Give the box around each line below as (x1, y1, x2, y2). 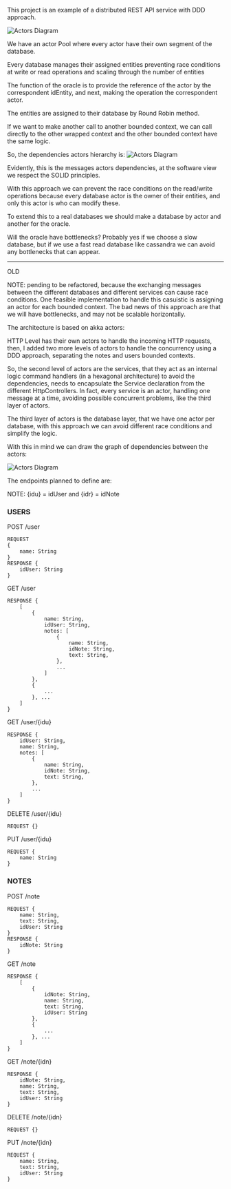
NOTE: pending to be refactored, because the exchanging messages (7, 281, 201, 288)
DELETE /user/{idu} (7, 810, 63, 818)
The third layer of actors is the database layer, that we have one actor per (7, 414, 215, 423)
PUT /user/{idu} (7, 835, 52, 843)
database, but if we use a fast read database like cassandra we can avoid (7, 240, 215, 249)
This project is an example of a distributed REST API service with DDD (7, 6, 206, 14)
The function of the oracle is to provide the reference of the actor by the (7, 81, 212, 89)
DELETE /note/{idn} (7, 1113, 63, 1121)
